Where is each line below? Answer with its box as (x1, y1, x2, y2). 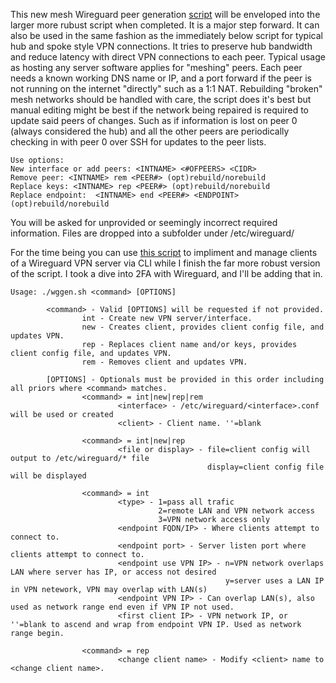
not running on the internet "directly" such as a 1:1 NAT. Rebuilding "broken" (10, 83, 323, 94)
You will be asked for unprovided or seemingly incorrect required (10, 217, 278, 228)
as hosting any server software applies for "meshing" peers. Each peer (10, 62, 303, 73)
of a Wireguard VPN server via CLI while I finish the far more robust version (10, 257, 321, 269)
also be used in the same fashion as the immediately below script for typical (10, 30, 323, 41)
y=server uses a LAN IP (224, 576, 325, 586)
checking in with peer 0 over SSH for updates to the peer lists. (10, 136, 267, 148)
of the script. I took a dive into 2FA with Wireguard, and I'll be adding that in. (10, 268, 323, 279)
